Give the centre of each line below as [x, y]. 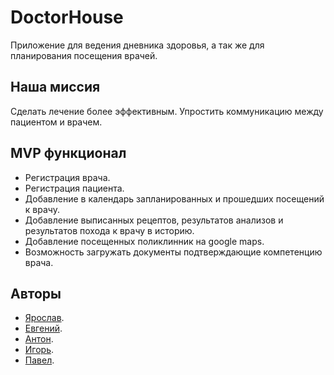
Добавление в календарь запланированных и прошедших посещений [174, 198]
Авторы [36, 293]
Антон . [39, 339]
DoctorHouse [67, 17]
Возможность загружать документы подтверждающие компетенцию [173, 252]
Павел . [39, 360]
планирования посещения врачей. [84, 55]
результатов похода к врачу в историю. [109, 230]
